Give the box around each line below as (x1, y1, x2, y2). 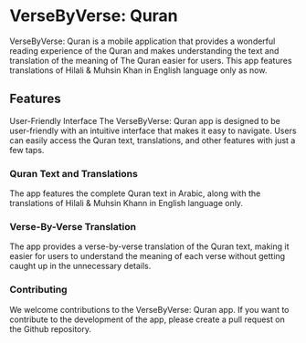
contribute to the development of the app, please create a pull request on (9, 314, 285, 325)
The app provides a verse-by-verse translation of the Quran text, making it (9, 241, 290, 252)
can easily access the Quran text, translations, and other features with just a (9, 134, 296, 146)
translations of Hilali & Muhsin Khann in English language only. (9, 198, 244, 209)
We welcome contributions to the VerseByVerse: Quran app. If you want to (9, 304, 290, 315)
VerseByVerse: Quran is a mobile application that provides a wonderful (9, 36, 276, 47)
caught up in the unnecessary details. (9, 261, 152, 272)
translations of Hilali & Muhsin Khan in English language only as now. (9, 65, 268, 76)
